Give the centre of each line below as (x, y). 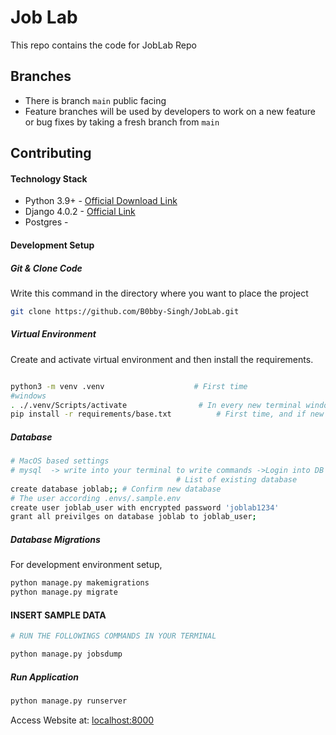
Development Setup (52, 245)
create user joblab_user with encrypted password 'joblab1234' (145, 507)
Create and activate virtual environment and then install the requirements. (162, 359)
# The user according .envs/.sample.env (96, 498)
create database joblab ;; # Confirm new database (116, 489)
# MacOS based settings (60, 461)
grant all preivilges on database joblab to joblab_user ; (133, 517)
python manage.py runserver (69, 701)
